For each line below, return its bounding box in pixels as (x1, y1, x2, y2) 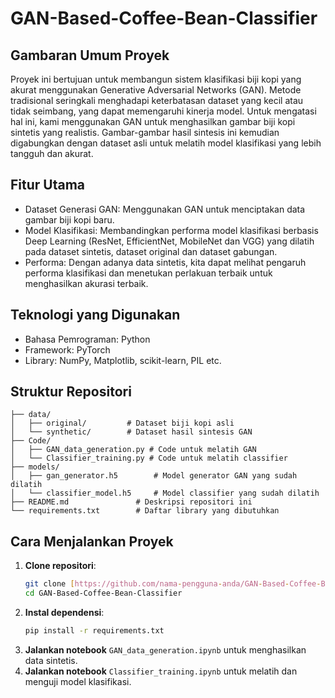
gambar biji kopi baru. (24, 213, 115, 226)
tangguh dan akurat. (10, 148, 94, 159)
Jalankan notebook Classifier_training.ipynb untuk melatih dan (24, 665, 298, 677)
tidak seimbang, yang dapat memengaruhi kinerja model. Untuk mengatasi (10, 105, 317, 117)
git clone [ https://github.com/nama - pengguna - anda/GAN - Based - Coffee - (24, 579, 322, 589)
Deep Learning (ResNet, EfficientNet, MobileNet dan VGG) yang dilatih (24, 235, 315, 247)
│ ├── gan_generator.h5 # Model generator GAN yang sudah (10, 471, 298, 481)
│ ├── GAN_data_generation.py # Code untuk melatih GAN (10, 445, 257, 455)
